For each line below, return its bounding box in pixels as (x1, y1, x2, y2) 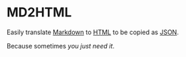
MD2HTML (6, 4, 72, 21)
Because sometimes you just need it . (6, 41, 115, 50)
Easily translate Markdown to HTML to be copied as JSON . (6, 28, 179, 36)
